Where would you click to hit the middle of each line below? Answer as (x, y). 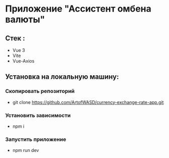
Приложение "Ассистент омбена (78, 9)
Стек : (15, 38)
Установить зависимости (38, 115)
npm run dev (26, 150)
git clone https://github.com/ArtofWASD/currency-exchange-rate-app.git (88, 102)
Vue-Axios (23, 61)
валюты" (25, 19)
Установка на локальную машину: (62, 77)
